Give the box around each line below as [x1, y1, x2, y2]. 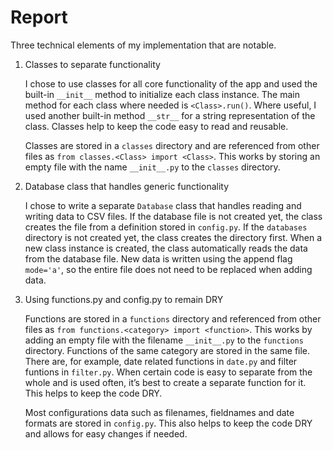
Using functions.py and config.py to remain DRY [24, 293, 224, 305]
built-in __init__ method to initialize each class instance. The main [24, 88, 300, 100]
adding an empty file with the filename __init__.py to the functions [24, 334, 304, 346]
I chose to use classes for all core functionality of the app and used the [24, 77, 318, 90]
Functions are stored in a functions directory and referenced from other [24, 312, 322, 325]
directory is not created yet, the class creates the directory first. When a [24, 231, 323, 243]
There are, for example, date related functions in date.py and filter [24, 355, 298, 367]
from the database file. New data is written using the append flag [24, 252, 293, 265]
